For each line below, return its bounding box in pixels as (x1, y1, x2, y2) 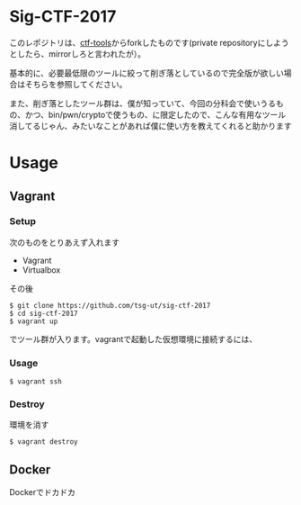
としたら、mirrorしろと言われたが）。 (9, 48, 146, 59)
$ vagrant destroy (9, 437, 78, 446)
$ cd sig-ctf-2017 (9, 309, 78, 318)
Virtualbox (22, 264, 61, 275)
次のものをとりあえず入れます (9, 237, 120, 248)
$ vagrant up (9, 317, 58, 326)
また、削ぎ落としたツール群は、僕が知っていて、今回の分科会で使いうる (9, 97, 277, 109)
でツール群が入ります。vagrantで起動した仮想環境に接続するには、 (9, 333, 258, 344)
